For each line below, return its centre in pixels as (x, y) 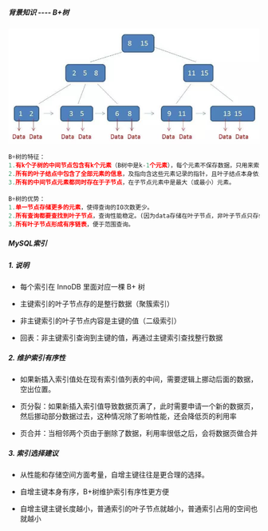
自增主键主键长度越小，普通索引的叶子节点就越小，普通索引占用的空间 (135, 509)
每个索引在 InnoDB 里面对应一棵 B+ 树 (82, 287)
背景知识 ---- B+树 (39, 12)
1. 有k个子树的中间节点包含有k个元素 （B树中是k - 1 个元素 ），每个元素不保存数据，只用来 (131, 165)
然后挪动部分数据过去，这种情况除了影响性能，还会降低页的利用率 (128, 417)
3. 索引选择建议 (33, 453)
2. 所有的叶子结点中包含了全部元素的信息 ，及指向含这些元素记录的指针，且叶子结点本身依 (134, 174)
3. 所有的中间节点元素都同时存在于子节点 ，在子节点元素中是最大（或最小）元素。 (122, 182)
